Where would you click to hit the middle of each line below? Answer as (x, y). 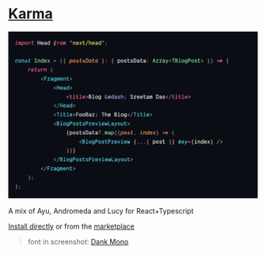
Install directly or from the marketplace (71, 226)
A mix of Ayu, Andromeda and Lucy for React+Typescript (101, 211)
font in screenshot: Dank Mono (78, 242)
